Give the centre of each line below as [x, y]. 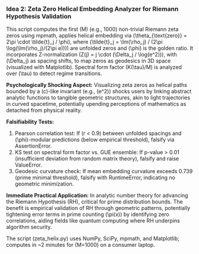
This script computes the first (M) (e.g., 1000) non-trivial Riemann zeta [92, 29]
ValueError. [29, 165]
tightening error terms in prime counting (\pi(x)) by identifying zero [88, 214]
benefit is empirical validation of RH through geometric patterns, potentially [98, 208]
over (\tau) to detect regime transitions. [54, 74]
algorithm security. [29, 227]
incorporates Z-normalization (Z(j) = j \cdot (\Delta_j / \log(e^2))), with [91, 55]
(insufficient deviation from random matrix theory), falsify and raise [97, 159]
